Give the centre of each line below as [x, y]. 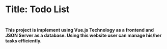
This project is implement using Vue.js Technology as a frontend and [80, 30]
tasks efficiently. [24, 41]
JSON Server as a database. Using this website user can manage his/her [83, 35]
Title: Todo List [37, 9]
